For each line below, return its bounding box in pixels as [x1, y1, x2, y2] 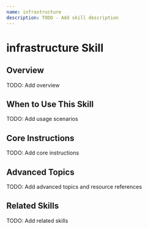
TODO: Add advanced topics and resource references [6, 183, 142, 190]
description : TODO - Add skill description [6, 15, 119, 21]
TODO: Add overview [6, 81, 60, 89]
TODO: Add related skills [6, 217, 68, 224]
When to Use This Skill [6, 99, 94, 109]
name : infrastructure [6, 9, 62, 15]
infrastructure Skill [6, 41, 104, 55]
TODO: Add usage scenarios [6, 115, 78, 123]
